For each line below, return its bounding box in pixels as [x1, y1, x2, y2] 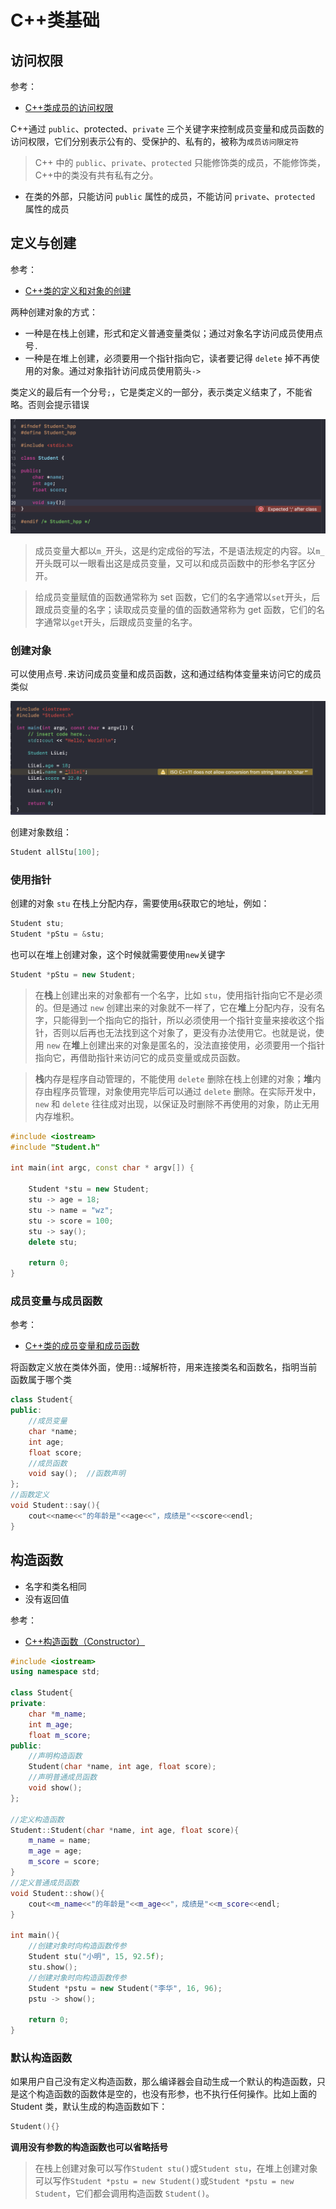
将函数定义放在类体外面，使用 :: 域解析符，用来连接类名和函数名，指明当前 [10, 1361, 318, 1373]
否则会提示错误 [27, 398, 90, 410]
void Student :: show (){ [10, 1888, 105, 1898]
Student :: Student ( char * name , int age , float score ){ [10, 1825, 240, 1835]
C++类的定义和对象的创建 [24, 284, 132, 296]
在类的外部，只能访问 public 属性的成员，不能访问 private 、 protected [24, 191, 316, 202]
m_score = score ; [28, 1857, 101, 1867]
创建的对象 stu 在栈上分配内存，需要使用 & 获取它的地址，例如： [10, 897, 270, 910]
